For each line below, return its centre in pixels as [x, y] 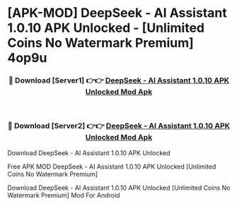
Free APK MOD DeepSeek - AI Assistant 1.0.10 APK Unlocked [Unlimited [112, 166]
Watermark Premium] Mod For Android [64, 195]
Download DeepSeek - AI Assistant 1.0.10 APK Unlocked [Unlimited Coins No [119, 188]
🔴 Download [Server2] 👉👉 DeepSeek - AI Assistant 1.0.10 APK [119, 126]
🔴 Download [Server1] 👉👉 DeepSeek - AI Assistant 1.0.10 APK [119, 80]
